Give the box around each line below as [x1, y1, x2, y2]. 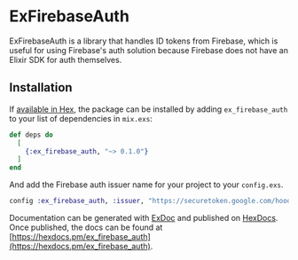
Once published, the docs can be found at [9, 222, 163, 232]
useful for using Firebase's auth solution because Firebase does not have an [9, 44, 288, 55]
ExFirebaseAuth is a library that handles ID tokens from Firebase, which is [9, 35, 278, 46]
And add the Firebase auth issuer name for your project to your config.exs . [9, 179, 284, 190]
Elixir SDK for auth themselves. [9, 54, 122, 65]
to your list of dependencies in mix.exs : [9, 113, 153, 123]
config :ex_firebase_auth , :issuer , [9, 197, 145, 206]
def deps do [9, 130, 53, 139]
